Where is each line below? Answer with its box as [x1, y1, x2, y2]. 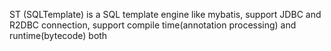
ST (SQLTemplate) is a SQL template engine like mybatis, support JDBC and [9, 9, 322, 20]
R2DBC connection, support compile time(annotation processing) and [9, 19, 297, 31]
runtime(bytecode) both [9, 30, 108, 41]
